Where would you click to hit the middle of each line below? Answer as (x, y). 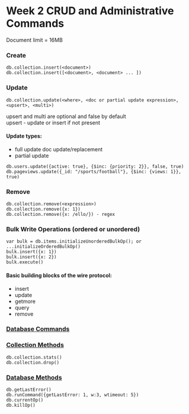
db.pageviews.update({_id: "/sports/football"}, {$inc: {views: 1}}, (94, 171)
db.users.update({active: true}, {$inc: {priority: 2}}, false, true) (95, 166)
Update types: (24, 136)
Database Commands (38, 329)
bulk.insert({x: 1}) (32, 252)
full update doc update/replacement (59, 149)
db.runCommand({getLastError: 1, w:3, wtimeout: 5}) (73, 395)
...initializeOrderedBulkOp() (44, 247)
